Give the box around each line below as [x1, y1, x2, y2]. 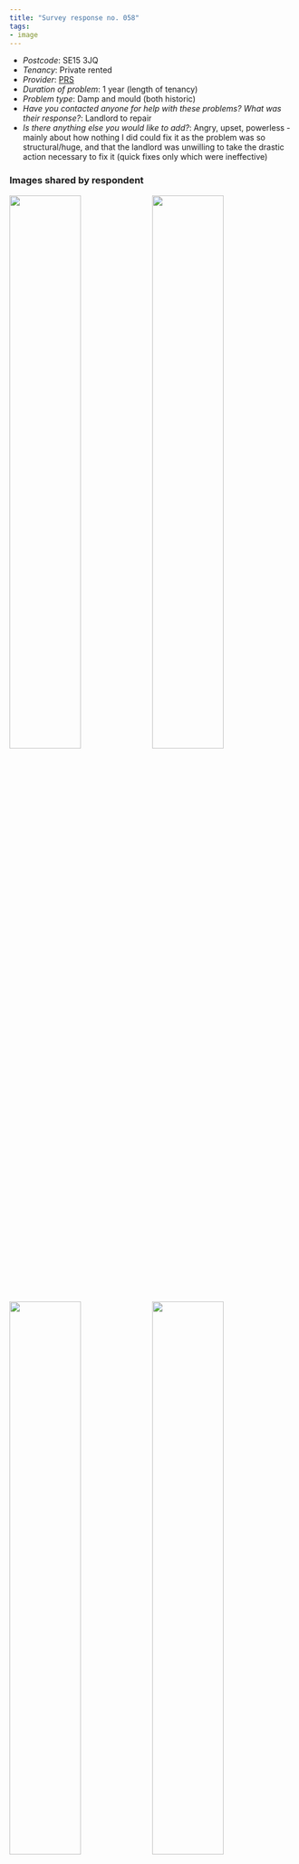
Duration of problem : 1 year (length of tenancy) [22, 83, 198, 95]
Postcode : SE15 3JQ [22, 55, 99, 66]
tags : [9, 22, 30, 31]
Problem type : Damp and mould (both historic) [22, 93, 197, 104]
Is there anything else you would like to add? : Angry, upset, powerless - [22, 123, 291, 133]
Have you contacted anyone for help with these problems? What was [22, 103, 282, 114]
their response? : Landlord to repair [22, 113, 152, 123]
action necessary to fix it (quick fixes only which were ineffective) [22, 152, 268, 162]
